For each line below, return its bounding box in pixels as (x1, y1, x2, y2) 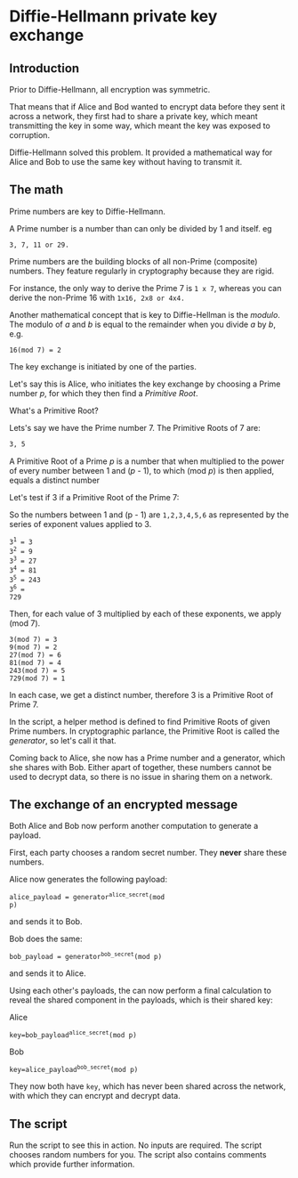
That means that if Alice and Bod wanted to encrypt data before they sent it (9, 102, 286, 112)
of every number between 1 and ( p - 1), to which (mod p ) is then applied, (9, 465, 275, 475)
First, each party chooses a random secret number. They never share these (9, 848, 287, 858)
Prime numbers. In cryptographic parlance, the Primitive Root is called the (9, 726, 280, 736)
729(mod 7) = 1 (9, 674, 66, 683)
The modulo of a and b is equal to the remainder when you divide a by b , (9, 319, 276, 329)
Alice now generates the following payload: (9, 874, 167, 885)
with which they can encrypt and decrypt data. (9, 1091, 181, 1101)
